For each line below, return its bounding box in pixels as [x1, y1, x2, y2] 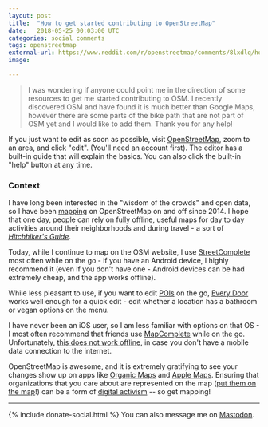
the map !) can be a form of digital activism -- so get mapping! [8, 387, 211, 397]
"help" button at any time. [8, 160, 93, 169]
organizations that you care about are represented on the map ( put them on [8, 378, 257, 388]
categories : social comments [8, 34, 105, 42]
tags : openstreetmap [8, 42, 77, 49]
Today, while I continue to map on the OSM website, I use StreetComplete [8, 247, 250, 257]
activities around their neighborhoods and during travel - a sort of [8, 223, 224, 233]
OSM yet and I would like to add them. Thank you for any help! [27, 119, 233, 128]
